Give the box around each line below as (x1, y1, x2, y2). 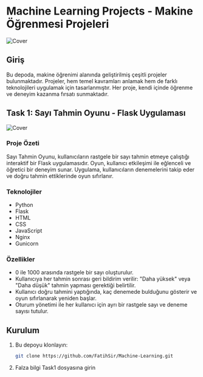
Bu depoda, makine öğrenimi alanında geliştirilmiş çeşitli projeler (6, 71, 167, 78)
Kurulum (6, 325, 40, 335)
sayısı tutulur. (15, 308, 49, 315)
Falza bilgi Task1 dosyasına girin (15, 364, 96, 372)
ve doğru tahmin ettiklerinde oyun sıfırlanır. (6, 172, 114, 180)
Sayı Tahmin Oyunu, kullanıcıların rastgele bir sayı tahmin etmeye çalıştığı (6, 153, 190, 160)
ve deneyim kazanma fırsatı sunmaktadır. (6, 90, 109, 98)
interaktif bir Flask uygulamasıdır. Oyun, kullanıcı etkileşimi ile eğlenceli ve (6, 159, 191, 166)
